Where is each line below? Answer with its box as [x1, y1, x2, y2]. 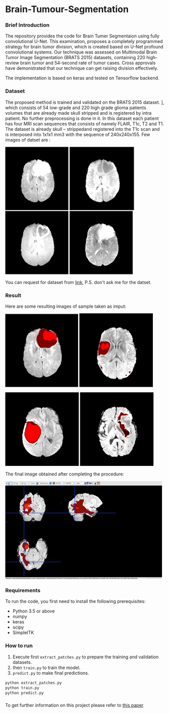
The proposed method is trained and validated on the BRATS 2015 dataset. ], [5, 99, 164, 105]
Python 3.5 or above [12, 608, 55, 614]
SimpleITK [12, 630, 34, 636]
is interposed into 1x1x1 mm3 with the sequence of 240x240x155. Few [5, 131, 150, 137]
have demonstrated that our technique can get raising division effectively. [5, 65, 158, 71]
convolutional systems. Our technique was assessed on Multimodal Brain [5, 49, 157, 55]
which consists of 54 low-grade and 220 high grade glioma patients [5, 105, 146, 111]
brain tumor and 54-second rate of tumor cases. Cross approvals [20, 60, 156, 66]
